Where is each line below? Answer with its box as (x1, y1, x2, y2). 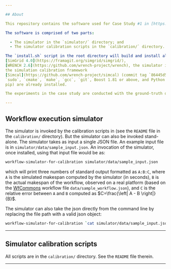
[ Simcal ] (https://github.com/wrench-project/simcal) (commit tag (5, 72, 147, 77)
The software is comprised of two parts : (5, 30, 95, 36)
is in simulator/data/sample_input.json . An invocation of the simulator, (5, 144, 154, 150)
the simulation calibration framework (5, 67, 88, 73)
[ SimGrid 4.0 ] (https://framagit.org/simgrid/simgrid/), (5, 58, 126, 64)
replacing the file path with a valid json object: (5, 211, 102, 217)
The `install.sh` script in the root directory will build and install (5, 53, 160, 59)
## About (5, 12, 24, 17)
